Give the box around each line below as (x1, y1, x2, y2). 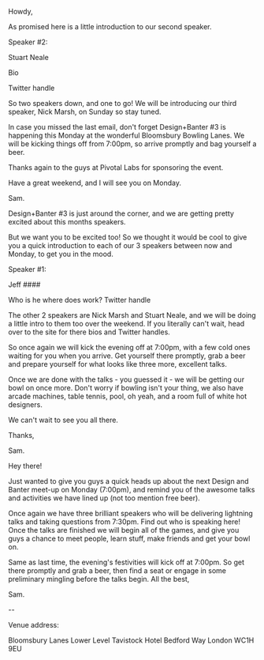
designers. (8, 400, 43, 409)
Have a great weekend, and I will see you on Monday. (8, 178, 181, 187)
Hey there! (8, 462, 43, 470)
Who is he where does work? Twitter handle (8, 296, 151, 304)
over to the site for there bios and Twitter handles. (8, 327, 171, 337)
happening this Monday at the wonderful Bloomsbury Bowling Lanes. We (8, 130, 245, 140)
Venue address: (8, 620, 59, 629)
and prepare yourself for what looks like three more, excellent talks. (8, 360, 227, 368)
